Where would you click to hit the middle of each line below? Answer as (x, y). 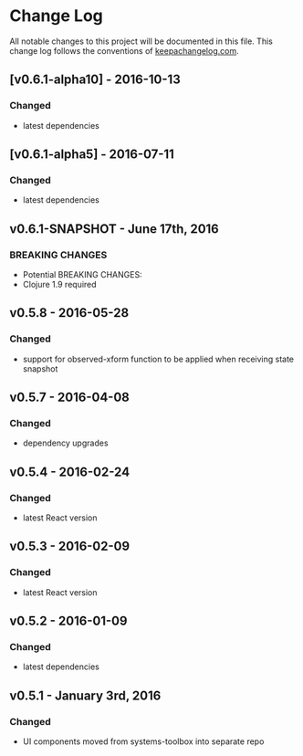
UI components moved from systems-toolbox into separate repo (143, 741)
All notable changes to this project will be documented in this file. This (141, 41)
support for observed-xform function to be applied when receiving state (158, 359)
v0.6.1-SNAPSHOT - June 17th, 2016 (114, 229)
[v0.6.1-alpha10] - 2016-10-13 (95, 80)
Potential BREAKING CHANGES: (83, 274)
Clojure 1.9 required (60, 284)
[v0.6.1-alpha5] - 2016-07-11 (92, 155)
